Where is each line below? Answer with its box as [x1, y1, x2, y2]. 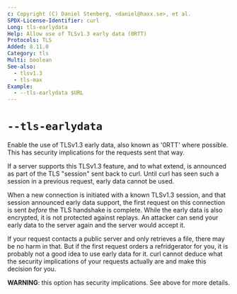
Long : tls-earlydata [7, 23, 69, 30]
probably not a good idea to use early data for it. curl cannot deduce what [7, 249, 223, 259]
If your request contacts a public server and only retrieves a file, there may [7, 234, 225, 243]
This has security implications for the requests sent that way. [7, 148, 185, 157]
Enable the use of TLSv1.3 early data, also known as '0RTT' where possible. [7, 141, 229, 149]
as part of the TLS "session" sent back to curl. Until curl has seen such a [7, 169, 219, 178]
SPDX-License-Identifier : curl [7, 17, 100, 24]
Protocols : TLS [7, 37, 52, 44]
